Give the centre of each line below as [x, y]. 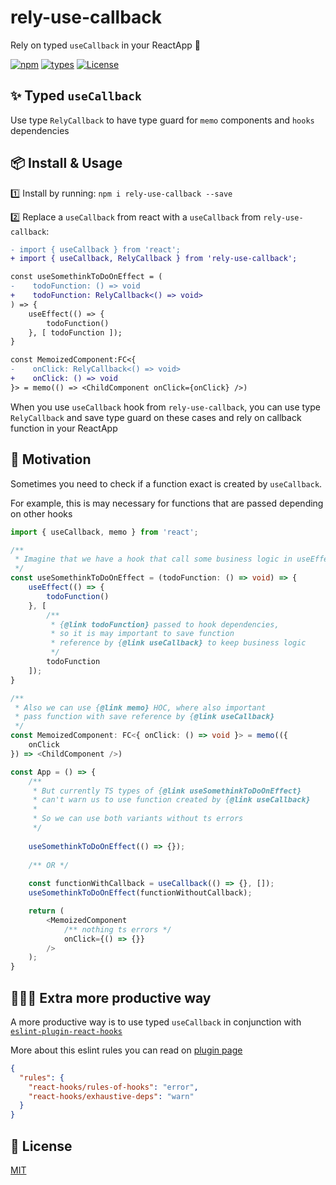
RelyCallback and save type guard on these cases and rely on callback [156, 417]
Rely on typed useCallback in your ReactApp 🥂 [106, 45]
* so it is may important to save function [142, 634]
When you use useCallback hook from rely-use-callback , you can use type [165, 407]
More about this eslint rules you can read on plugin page [126, 1050]
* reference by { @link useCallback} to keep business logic [178, 643]
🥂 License [41, 1146]
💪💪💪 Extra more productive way [111, 997]
